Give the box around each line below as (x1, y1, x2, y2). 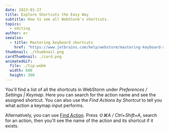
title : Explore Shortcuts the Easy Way (5, 12, 89, 17)
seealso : (5, 36, 24, 41)
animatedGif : (5, 59, 33, 64)
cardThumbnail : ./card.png (5, 54, 62, 59)
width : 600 (10, 68, 33, 73)
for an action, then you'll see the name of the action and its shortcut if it (5, 117, 153, 123)
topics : (5, 21, 22, 27)
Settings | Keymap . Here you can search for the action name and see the (5, 91, 156, 98)
